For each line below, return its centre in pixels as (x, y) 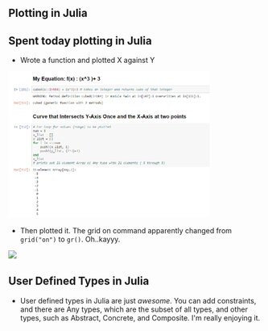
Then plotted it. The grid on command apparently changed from (126, 231)
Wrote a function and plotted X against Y (87, 61)
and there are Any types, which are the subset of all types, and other (134, 309)
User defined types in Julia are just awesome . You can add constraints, (138, 300)
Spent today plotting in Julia (80, 41)
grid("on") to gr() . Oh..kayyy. (70, 239)
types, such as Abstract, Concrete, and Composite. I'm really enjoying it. (140, 317)
